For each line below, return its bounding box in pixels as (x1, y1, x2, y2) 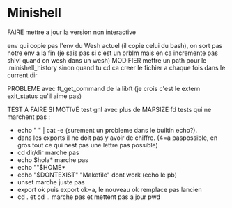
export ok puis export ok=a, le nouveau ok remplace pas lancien (17, 185, 202, 193)
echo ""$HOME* (17, 163, 66, 171)
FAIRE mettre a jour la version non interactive (7, 28, 137, 36)
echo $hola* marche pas (17, 155, 88, 164)
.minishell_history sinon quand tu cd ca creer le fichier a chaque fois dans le (7, 63, 226, 72)
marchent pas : (7, 113, 51, 121)
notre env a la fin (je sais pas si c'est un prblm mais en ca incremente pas (7, 49, 218, 57)
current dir (7, 71, 38, 79)
